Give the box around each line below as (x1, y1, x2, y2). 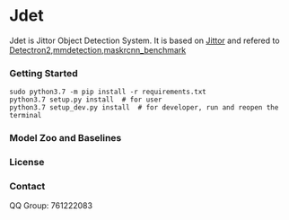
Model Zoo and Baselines (9, 132, 122, 145)
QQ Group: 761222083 (9, 200, 92, 211)
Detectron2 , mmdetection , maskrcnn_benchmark (9, 44, 187, 55)
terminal (9, 111, 42, 120)
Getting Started (9, 66, 78, 79)
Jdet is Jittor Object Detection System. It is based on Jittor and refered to (9, 35, 280, 46)
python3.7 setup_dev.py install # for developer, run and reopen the (9, 103, 279, 112)
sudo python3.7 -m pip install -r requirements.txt (9, 87, 206, 97)
